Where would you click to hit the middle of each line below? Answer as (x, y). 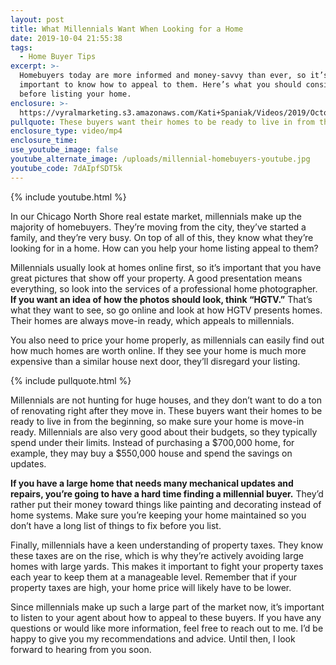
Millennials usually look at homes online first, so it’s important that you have (166, 267)
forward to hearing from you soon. (81, 649)
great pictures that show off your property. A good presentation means (156, 278)
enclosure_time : (44, 141)
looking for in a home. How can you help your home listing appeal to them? (164, 248)
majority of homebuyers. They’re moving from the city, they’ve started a (158, 227)
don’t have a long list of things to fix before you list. (116, 525)
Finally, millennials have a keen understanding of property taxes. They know (167, 545)
